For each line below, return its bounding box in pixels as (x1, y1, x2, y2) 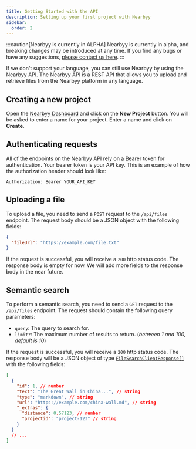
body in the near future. (6, 268, 63, 275)
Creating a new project (6, 94, 91, 104)
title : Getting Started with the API (6, 8, 99, 15)
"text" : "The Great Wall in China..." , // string (16, 389, 141, 394)
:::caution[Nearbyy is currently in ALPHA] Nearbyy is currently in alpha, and (6, 41, 189, 48)
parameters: (6, 313, 36, 320)
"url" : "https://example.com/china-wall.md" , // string (16, 400, 157, 406)
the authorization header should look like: (6, 167, 107, 174)
